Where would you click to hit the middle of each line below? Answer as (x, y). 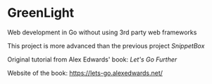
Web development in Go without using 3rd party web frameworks (102, 32)
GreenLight (41, 13)
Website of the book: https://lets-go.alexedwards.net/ (85, 73)
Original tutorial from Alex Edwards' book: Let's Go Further (92, 59)
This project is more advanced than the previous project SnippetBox (106, 45)
